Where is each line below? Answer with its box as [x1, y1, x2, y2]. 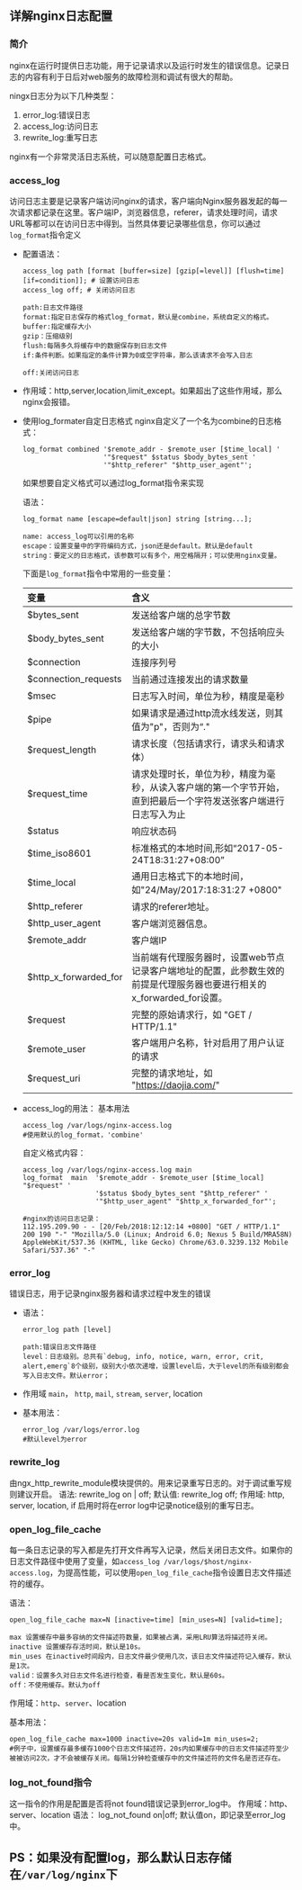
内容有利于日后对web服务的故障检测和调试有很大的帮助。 [24, 71, 238, 82]
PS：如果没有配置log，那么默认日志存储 [9, 1849, 232, 1865]
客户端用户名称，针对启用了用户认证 [131, 1036, 285, 1048]
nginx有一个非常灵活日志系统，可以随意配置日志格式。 [9, 151, 211, 162]
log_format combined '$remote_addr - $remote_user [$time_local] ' [22, 445, 280, 454]
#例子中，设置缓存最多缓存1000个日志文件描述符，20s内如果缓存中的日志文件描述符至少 [9, 1744, 289, 1753]
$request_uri [26, 1072, 81, 1084]
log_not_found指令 [9, 1776, 93, 1788]
